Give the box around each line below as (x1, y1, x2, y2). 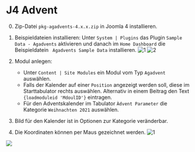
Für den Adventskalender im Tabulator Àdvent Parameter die (23, 100, 168, 107)
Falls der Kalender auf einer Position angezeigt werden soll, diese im (23, 81, 190, 88)
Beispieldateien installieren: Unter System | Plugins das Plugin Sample (14, 34, 183, 41)
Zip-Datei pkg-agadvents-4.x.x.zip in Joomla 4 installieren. (14, 23, 158, 30)
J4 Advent (6, 3, 58, 17)
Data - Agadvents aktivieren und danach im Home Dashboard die (14, 40, 166, 47)
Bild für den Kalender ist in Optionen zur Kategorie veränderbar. (14, 117, 168, 124)
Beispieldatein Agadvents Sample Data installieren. (14, 46, 137, 53)
